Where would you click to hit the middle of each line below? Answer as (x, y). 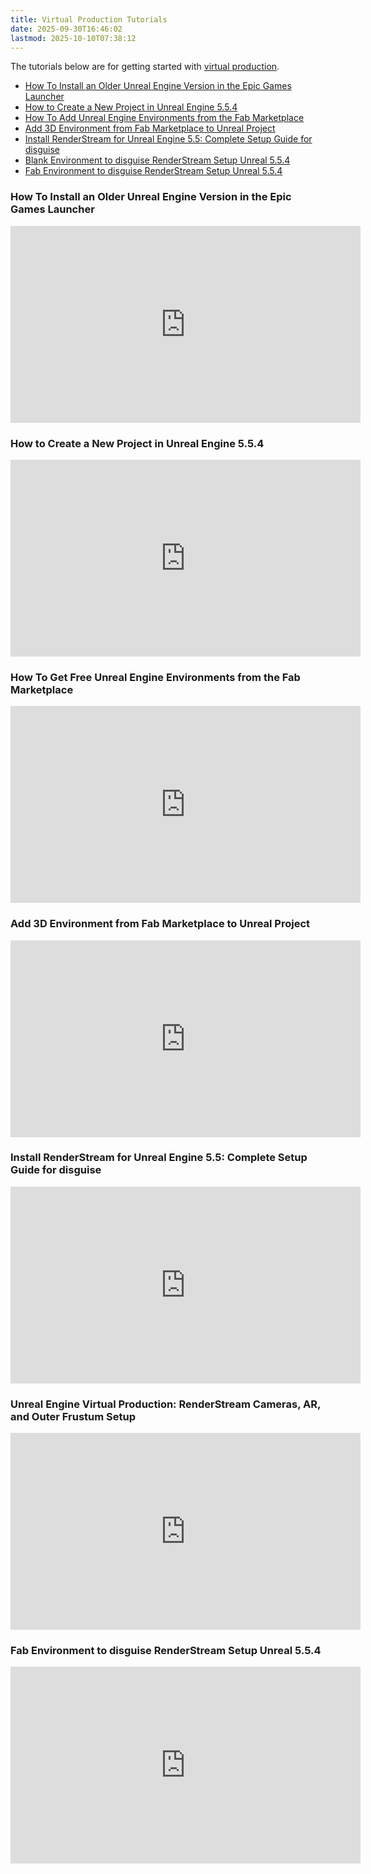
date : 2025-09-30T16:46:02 (66, 29)
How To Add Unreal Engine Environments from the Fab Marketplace (164, 118)
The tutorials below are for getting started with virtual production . (145, 67)
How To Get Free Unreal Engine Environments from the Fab (155, 677)
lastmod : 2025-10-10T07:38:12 (73, 38)
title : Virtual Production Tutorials (89, 19)
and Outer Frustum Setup (73, 1416)
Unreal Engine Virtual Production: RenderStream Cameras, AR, (165, 1404)
